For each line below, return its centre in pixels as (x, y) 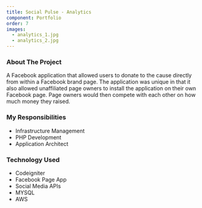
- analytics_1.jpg (36, 35)
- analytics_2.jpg (36, 40)
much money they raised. (38, 101)
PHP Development (38, 137)
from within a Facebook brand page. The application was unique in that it (99, 82)
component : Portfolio (34, 18)
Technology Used (33, 160)
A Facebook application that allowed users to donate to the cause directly (99, 75)
